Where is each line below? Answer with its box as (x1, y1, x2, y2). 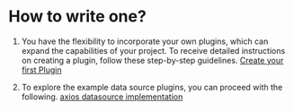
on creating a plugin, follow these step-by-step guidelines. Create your (21, 55, 284, 65)
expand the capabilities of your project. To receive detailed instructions (21, 45, 286, 55)
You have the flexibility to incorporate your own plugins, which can (21, 36, 269, 47)
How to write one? (8, 6, 147, 27)
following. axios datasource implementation (21, 91, 183, 102)
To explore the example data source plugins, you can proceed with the (21, 81, 283, 92)
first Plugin (21, 64, 62, 75)
